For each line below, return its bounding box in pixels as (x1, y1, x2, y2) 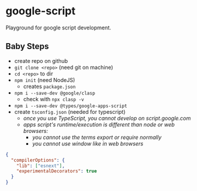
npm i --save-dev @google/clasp (14, 90, 95, 96)
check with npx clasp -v (23, 95, 84, 102)
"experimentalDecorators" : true (16, 168, 97, 174)
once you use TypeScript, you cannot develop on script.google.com (23, 114, 191, 122)
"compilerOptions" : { (11, 157, 65, 163)
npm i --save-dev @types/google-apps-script (14, 103, 128, 109)
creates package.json (23, 83, 76, 90)
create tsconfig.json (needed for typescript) (14, 108, 126, 115)
